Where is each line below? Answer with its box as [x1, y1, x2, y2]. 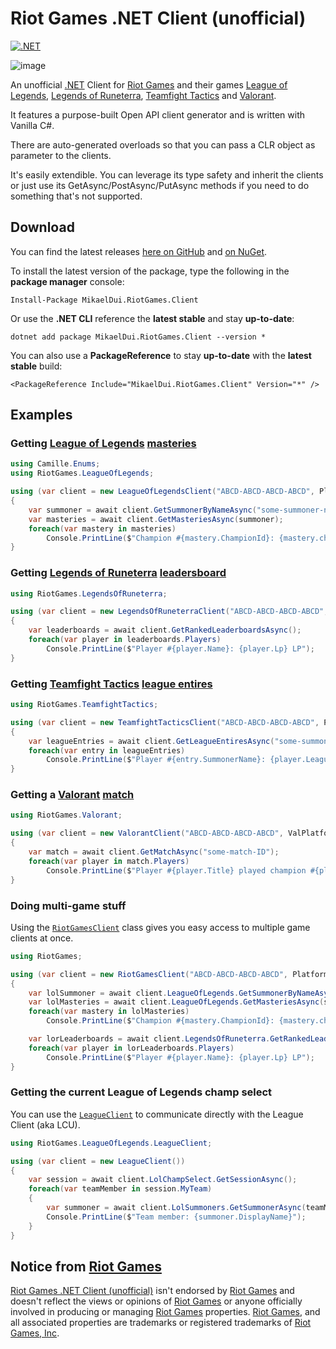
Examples [10, 407, 73, 424]
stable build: [10, 360, 63, 372]
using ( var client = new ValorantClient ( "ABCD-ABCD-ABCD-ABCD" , [10, 828, 284, 839]
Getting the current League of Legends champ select [10, 1085, 273, 1099]
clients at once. [10, 932, 74, 944]
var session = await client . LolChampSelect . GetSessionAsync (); [28, 1175, 298, 1185]
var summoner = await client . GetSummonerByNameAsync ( [28, 505, 257, 515]
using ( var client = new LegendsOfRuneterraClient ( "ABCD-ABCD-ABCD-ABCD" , [10, 607, 329, 617]
